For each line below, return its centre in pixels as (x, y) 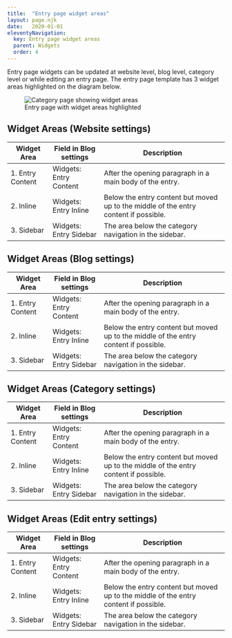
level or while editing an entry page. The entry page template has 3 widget (113, 79)
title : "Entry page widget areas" (58, 13)
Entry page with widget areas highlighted (83, 107)
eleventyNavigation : (37, 33)
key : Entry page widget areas (57, 39)
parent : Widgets (37, 46)
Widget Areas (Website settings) (79, 129)
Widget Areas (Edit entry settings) (82, 519)
